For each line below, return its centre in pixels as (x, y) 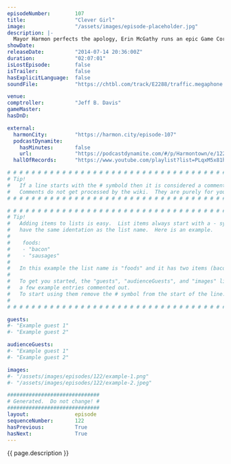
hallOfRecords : (35, 160)
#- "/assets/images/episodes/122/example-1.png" (78, 376)
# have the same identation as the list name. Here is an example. (110, 230)
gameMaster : (24, 110)
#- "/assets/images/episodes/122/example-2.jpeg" (80, 383)
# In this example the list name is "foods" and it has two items (107, 269)
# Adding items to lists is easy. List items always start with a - (112, 224)
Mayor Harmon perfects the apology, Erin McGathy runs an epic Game (113, 39)
